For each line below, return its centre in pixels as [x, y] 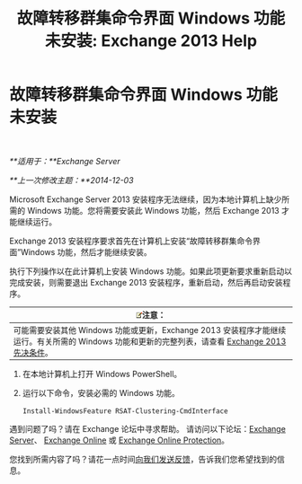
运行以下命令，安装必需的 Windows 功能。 [101, 393]
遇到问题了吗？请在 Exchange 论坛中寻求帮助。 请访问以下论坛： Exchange [147, 429]
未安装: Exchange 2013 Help [151, 41]
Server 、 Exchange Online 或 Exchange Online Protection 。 [120, 440]
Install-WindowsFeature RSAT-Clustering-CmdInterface [125, 411]
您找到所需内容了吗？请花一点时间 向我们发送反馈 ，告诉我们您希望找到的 [143, 460]
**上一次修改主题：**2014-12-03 [71, 180]
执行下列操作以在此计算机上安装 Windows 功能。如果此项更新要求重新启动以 [151, 271]
